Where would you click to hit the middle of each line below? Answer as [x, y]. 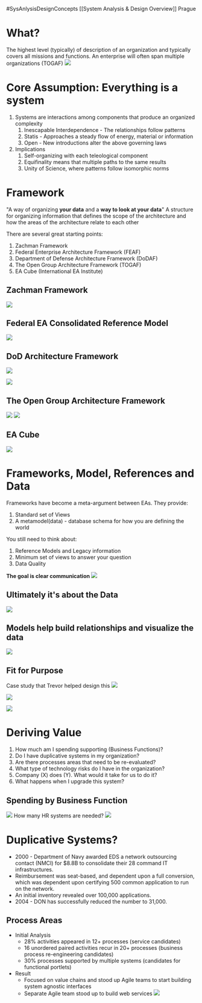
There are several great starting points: [55, 234]
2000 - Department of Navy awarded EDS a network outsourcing [96, 857]
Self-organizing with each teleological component [86, 156]
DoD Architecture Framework [62, 356]
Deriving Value [44, 733]
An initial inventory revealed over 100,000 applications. [83, 895]
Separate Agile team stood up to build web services [88, 993]
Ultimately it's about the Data [62, 595]
